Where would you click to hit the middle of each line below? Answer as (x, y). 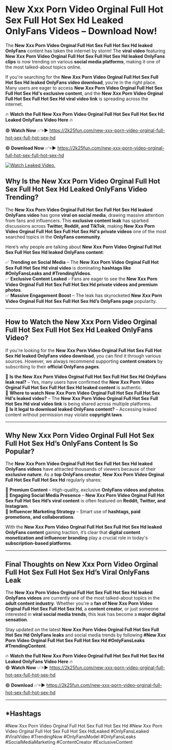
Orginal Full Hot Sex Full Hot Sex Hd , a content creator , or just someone (82, 609)
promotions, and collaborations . (40, 517)
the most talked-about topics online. (44, 67)
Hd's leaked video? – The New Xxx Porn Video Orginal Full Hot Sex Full (82, 398)
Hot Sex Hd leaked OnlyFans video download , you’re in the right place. (81, 82)
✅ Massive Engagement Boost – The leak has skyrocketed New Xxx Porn (84, 295)
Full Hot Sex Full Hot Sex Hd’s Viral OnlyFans (78, 572)
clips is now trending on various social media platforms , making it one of (83, 61)
